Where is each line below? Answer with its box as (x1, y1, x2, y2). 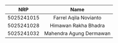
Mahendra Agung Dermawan (44, 30, 111, 37)
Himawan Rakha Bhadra (49, 22, 105, 29)
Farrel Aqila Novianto (53, 14, 102, 21)
